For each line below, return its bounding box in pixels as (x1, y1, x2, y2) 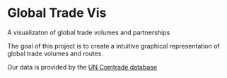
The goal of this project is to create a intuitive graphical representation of (7, 41, 221, 50)
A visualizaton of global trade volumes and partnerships (7, 28, 170, 37)
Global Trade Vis (7, 5, 107, 21)
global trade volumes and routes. (7, 49, 104, 58)
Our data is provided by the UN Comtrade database (7, 63, 158, 71)
